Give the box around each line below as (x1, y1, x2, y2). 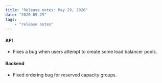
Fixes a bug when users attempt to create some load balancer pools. (12, 49, 157, 55)
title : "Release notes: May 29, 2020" (5, 7, 88, 13)
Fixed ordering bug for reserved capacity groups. (12, 72, 117, 78)
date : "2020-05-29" (5, 12, 47, 17)
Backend (5, 61, 25, 67)
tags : (5, 17, 17, 22)
